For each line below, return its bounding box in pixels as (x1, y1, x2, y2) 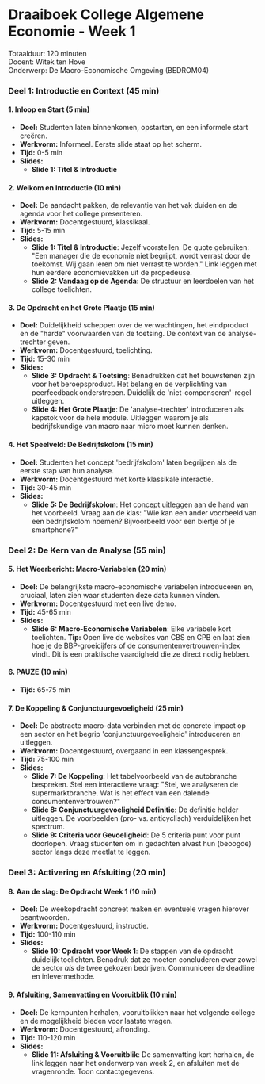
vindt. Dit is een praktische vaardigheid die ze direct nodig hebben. (31, 649, 251, 659)
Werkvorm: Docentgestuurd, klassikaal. (19, 217, 150, 227)
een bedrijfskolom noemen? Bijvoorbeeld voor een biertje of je (31, 516, 235, 526)
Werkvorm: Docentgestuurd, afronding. (19, 1025, 150, 1034)
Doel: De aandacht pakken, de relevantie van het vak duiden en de (19, 201, 237, 210)
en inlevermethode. (31, 971, 95, 981)
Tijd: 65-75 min (19, 685, 71, 695)
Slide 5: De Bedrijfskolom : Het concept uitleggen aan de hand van (31, 500, 249, 509)
